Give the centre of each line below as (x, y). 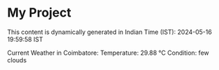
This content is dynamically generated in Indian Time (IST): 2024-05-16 (109, 32)
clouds (17, 60)
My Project (39, 13)
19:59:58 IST (25, 39)
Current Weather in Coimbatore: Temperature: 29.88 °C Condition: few (108, 53)
